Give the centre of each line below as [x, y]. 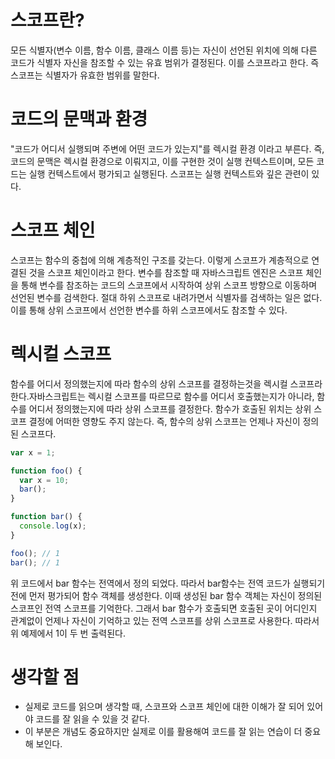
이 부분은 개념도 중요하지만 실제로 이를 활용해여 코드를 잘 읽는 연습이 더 [163, 732]
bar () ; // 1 [35, 562]
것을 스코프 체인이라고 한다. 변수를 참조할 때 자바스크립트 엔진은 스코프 [166, 272]
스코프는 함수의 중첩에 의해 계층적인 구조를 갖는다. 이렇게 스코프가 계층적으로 [160, 260]
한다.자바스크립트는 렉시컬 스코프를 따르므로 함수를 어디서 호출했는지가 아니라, [162, 396]
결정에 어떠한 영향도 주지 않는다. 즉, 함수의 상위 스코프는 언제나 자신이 [164, 421]
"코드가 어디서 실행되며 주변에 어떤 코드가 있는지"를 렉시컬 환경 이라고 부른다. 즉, [167, 148]
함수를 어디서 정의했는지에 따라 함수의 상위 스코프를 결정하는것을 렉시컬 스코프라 [166, 383]
